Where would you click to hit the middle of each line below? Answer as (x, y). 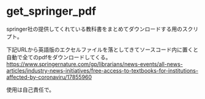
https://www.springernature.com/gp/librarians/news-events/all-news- (95, 64)
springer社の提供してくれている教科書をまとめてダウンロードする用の (94, 29)
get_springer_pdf (51, 11)
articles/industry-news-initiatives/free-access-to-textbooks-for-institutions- (102, 70)
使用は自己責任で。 (31, 89)
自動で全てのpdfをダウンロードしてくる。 (59, 57)
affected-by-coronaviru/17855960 (49, 77)
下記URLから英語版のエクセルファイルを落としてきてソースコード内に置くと (102, 50)
